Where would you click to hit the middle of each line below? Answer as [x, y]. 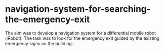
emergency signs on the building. [39, 43]
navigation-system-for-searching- [78, 9]
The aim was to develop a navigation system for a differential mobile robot [81, 33]
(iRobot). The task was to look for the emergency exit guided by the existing [82, 38]
